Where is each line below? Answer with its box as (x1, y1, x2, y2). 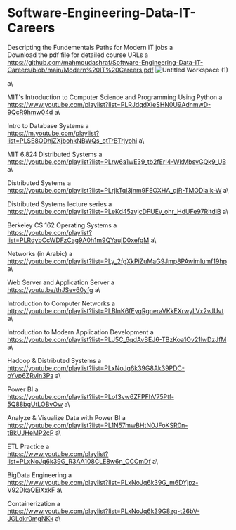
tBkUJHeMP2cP (7, 428, 54, 437)
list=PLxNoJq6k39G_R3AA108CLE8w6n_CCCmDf (7, 457, 151, 465)
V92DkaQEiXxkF (7, 486, 55, 494)
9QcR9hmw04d (7, 108, 53, 116)
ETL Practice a (7, 442, 50, 450)
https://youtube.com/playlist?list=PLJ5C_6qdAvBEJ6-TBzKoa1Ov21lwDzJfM (7, 335, 227, 343)
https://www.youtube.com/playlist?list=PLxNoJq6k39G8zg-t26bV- (7, 507, 200, 515)
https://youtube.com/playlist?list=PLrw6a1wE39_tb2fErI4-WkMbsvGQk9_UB (7, 157, 227, 166)
